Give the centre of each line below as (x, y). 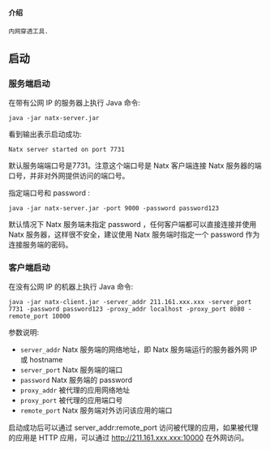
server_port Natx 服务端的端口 (71, 370)
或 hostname (41, 360)
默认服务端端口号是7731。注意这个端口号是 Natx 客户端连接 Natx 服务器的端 (135, 165)
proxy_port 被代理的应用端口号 (71, 401)
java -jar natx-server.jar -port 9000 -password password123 (114, 208)
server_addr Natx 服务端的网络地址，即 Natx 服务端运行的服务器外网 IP (139, 349)
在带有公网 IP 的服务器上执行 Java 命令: (74, 102)
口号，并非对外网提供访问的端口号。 (69, 175)
